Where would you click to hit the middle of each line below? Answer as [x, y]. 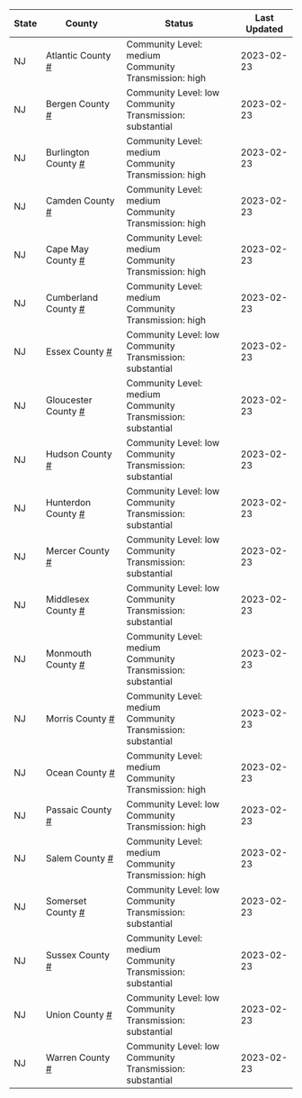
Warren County [78, 1057]
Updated [265, 29]
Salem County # [80, 858]
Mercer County [77, 551]
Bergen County [78, 104]
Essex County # [79, 352]
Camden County [80, 200]
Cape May [67, 249]
